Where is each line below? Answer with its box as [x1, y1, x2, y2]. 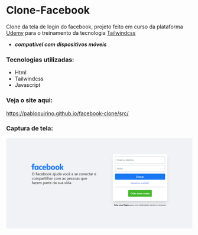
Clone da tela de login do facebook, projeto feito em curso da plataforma [6, 23, 183, 30]
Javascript [14, 81, 41, 89]
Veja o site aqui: [6, 96, 53, 105]
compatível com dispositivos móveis [14, 41, 107, 48]
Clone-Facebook [6, 4, 90, 17]
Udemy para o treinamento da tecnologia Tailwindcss [6, 29, 136, 36]
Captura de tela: [6, 125, 53, 133]
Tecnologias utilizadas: [6, 56, 74, 64]
